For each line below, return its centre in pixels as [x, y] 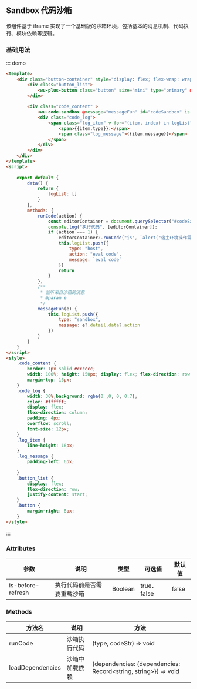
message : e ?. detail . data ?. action [99, 325]
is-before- [24, 586]
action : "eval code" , [95, 254]
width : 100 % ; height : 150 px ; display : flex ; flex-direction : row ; [110, 374]
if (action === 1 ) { [73, 232]
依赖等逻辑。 [42, 33]
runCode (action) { [60, 216]
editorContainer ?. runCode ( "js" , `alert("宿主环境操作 [123, 238]
